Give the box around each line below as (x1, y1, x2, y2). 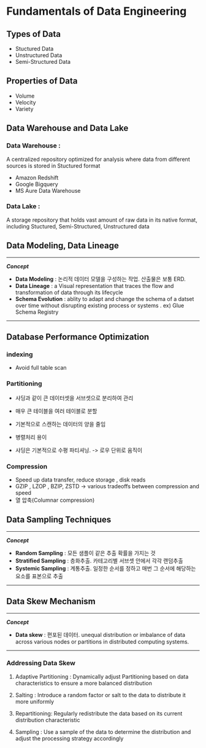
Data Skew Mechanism (6, 596, 96, 607)
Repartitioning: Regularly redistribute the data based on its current (15, 709, 183, 717)
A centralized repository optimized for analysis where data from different (6, 155, 190, 163)
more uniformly (15, 698, 54, 705)
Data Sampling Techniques (6, 515, 112, 525)
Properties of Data (6, 76, 78, 87)
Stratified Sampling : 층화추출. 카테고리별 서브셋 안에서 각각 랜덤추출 (15, 557, 183, 564)
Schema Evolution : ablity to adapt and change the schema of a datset (15, 295, 194, 302)
